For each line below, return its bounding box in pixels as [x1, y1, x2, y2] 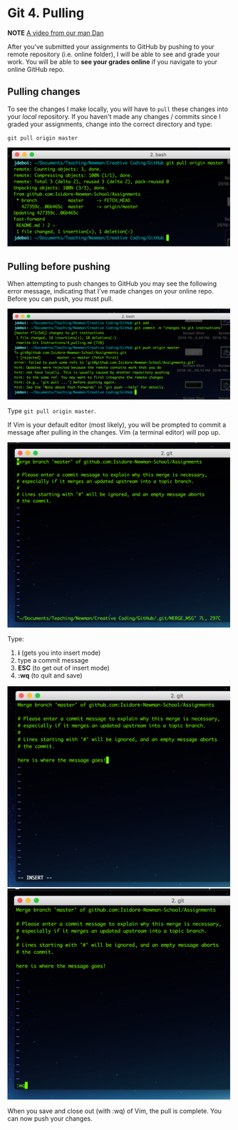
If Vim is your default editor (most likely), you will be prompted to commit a [7, 420, 227, 429]
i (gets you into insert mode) [17, 648, 101, 657]
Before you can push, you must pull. [7, 294, 113, 304]
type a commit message [17, 655, 89, 664]
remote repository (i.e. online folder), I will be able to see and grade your [7, 50, 220, 58]
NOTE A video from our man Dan [7, 28, 105, 37]
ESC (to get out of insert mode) [17, 663, 110, 672]
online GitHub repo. [7, 65, 65, 73]
